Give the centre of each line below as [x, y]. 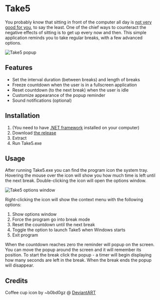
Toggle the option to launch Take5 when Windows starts [69, 230]
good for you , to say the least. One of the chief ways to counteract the [76, 27]
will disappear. [20, 265]
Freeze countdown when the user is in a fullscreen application [75, 85]
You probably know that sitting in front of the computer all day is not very [79, 22]
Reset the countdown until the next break [53, 225]
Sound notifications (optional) [42, 100]
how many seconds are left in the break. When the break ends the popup [79, 260]
